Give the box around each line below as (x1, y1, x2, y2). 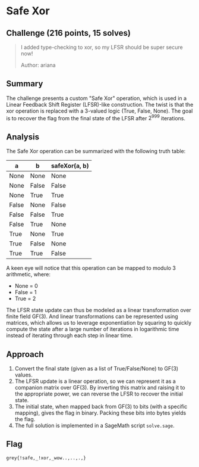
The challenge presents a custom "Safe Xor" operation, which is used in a (6, 94, 187, 102)
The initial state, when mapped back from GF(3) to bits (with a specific (14, 403, 188, 410)
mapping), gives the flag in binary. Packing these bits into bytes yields (14, 409, 187, 416)
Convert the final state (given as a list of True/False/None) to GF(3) (14, 365, 179, 372)
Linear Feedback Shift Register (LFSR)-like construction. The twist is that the (6, 101, 194, 108)
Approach (6, 349, 44, 359)
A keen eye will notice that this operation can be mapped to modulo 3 (6, 264, 176, 272)
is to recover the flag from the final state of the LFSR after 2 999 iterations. (6, 113, 186, 122)
